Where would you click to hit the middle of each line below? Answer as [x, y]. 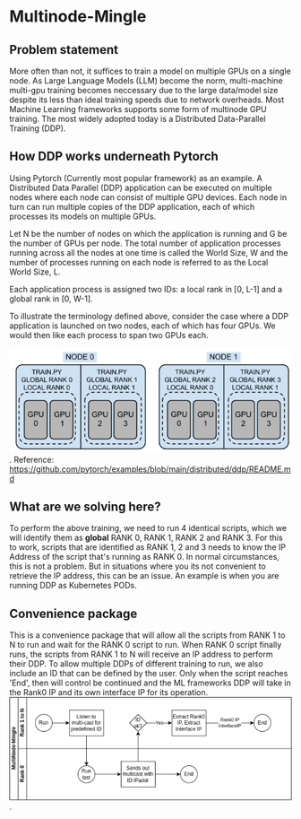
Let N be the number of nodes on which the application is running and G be [148, 233]
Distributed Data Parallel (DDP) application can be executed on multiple [141, 187]
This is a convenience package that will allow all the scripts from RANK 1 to [147, 635]
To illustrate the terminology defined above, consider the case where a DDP [149, 316]
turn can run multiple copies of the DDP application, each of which [132, 206]
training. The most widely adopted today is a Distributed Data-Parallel [138, 119]
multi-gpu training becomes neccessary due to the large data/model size [144, 90]
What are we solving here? [85, 506]
